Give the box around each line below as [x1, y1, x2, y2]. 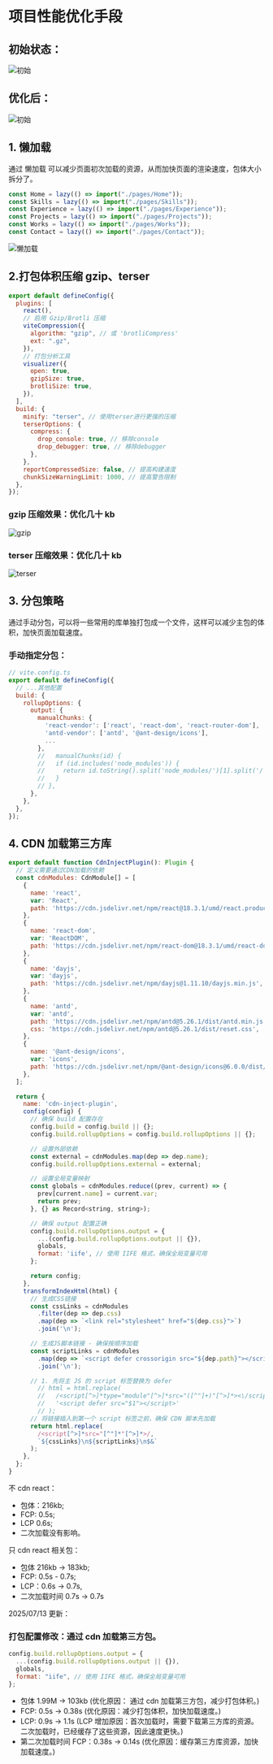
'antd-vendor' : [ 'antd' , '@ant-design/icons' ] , [44, 729, 209, 738]
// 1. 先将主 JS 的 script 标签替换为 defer [29, 1376, 172, 1385]
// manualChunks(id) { [37, 752, 122, 760]
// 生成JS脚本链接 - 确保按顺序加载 [29, 1340, 138, 1348]
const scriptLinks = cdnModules [29, 1346, 140, 1355]
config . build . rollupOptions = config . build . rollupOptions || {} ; [29, 1130, 256, 1138]
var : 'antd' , [29, 1009, 75, 1018]
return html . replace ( [29, 1422, 104, 1430]
